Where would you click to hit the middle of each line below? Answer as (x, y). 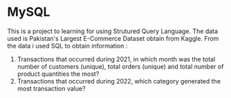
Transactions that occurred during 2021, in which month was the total (116, 59)
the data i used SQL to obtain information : (67, 46)
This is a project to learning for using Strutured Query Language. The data (113, 31)
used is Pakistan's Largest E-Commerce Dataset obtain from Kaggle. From (113, 38)
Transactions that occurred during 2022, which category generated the (119, 81)
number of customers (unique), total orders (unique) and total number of (120, 66)
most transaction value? (51, 88)
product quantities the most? (58, 74)
